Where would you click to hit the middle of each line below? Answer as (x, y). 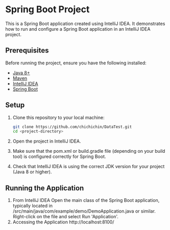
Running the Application (45, 188)
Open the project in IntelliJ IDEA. (47, 141)
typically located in (32, 206)
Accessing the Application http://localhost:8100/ (63, 222)
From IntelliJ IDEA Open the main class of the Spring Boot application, (86, 200)
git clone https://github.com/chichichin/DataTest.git (72, 127)
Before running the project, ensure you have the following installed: (76, 63)
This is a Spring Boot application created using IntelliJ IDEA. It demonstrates (85, 24)
